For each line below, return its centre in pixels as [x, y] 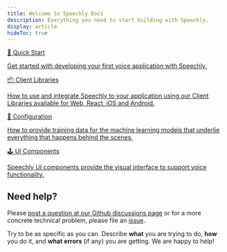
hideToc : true [28, 33]
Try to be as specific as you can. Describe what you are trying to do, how [112, 234]
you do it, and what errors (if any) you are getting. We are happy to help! [111, 241]
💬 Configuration [30, 117]
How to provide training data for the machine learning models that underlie [113, 130]
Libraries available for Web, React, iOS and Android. [81, 103]
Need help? [32, 196]
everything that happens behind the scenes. [70, 137]
